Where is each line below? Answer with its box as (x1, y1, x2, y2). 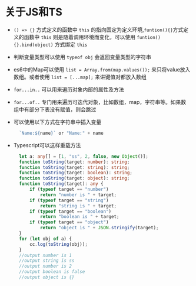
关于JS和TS (5, 5, 62, 19)
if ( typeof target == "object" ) (29, 219, 109, 225)
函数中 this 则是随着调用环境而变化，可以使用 (24, 33, 136, 40)
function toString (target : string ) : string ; (19, 164, 130, 170)
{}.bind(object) (13, 42, 54, 48)
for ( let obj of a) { (19, 236, 72, 242)
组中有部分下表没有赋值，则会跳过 (13, 106, 97, 113)
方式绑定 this (54, 41, 88, 48)
